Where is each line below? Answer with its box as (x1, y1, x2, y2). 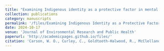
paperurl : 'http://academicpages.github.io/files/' (5, 34, 112, 39)
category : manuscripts (5, 16, 51, 21)
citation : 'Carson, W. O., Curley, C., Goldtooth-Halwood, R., (5, 39, 137, 44)
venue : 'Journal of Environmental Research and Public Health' (5, 30, 137, 34)
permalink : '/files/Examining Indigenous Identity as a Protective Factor (5, 20, 161, 26)
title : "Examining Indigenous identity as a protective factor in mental (5, 7, 159, 12)
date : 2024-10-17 (5, 25, 41, 30)
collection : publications (5, 12, 58, 17)
